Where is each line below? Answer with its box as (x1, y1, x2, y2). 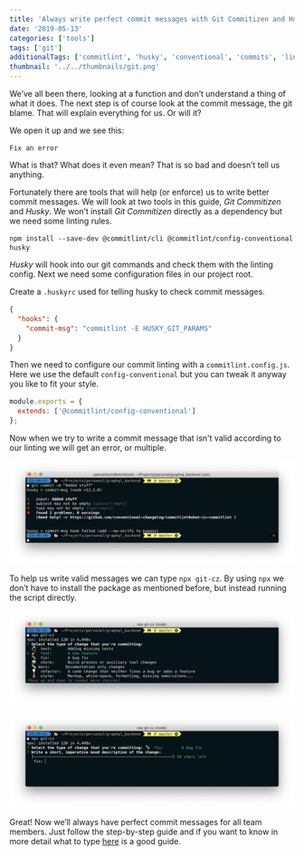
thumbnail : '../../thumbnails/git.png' (9, 62, 160, 71)
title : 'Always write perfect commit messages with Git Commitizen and (9, 14, 285, 24)
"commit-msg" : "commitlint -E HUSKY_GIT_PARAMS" (25, 324, 213, 333)
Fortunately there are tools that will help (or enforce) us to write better (9, 186, 270, 197)
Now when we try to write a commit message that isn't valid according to (9, 433, 282, 443)
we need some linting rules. (9, 215, 112, 226)
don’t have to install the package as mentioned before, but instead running (9, 582, 287, 593)
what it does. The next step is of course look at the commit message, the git (9, 98, 292, 109)
